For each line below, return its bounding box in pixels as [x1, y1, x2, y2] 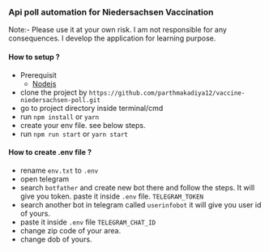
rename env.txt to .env [19, 165, 99, 175]
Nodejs [32, 79, 57, 88]
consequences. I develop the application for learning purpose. [8, 33, 216, 43]
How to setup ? [8, 52, 60, 62]
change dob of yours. [19, 234, 92, 244]
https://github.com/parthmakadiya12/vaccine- [88, 88, 246, 97]
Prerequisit [19, 70, 57, 79]
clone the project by [19, 88, 88, 97]
